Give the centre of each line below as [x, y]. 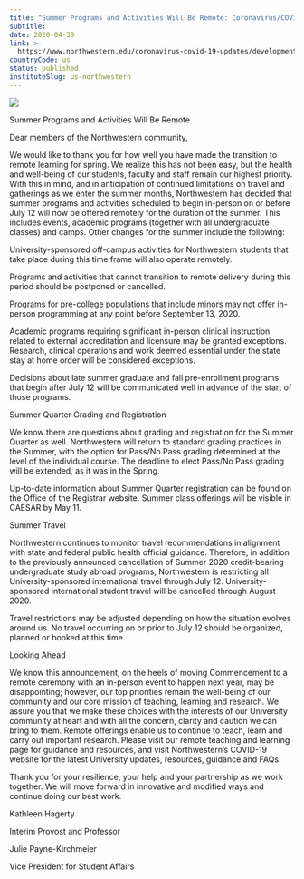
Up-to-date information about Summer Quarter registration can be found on [151, 488]
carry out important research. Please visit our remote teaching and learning [150, 739]
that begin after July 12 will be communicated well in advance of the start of [151, 387]
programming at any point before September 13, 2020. [139, 313]
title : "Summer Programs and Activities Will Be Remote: [119, 18]
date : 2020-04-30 [42, 34]
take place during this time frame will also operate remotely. [121, 259]
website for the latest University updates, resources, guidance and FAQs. [145, 759]
